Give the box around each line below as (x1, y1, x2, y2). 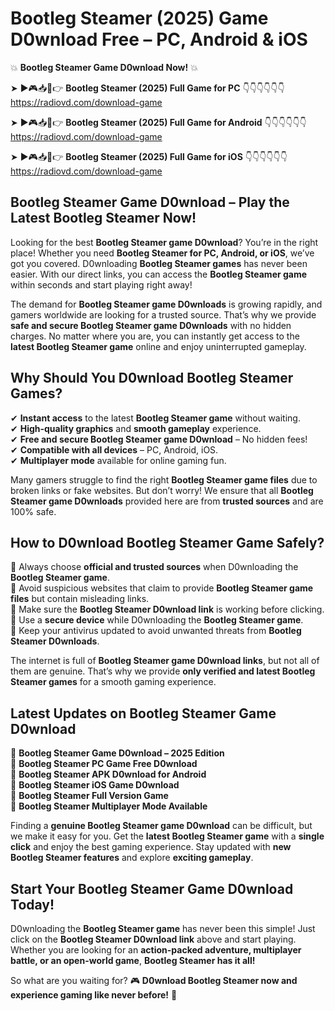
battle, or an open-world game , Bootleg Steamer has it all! (10, 955, 256, 966)
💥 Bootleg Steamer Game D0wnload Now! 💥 (10, 61, 198, 73)
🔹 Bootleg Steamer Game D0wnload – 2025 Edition (10, 747, 225, 759)
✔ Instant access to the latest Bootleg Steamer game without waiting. (10, 412, 301, 424)
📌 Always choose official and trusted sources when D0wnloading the (10, 561, 299, 573)
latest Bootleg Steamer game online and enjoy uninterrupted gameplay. (10, 340, 307, 352)
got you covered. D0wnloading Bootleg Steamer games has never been (10, 257, 308, 269)
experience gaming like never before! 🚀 (10, 989, 178, 1001)
